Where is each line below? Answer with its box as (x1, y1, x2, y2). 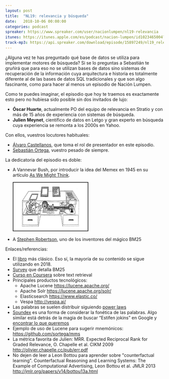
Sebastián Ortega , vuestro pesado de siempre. (12, 147, 110, 153)
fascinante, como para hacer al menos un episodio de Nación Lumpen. (5, 81, 152, 87)
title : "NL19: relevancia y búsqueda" (5, 13, 89, 19)
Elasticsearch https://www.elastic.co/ (20, 293, 98, 299)
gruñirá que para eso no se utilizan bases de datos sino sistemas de (5, 65, 146, 71)
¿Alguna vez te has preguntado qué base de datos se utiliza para (5, 54, 140, 60)
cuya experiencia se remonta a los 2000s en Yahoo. (12, 122, 121, 128)
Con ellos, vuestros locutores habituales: (5, 132, 90, 138)
